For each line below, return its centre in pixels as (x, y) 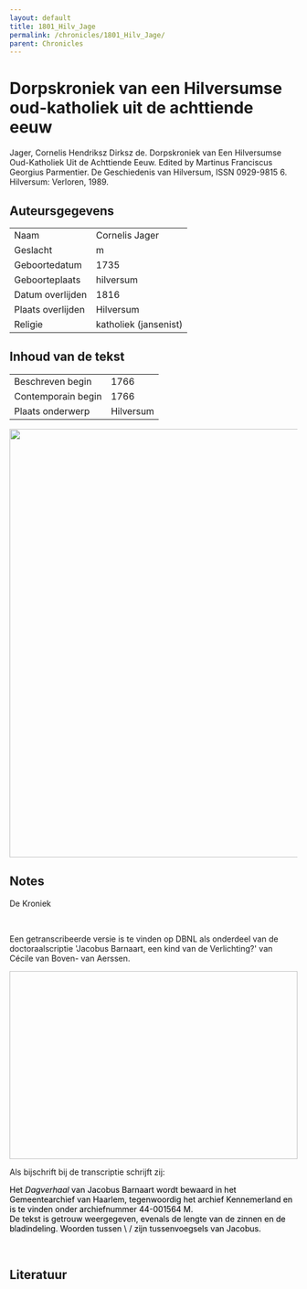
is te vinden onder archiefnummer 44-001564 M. (101, 1209)
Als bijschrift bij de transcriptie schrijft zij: (87, 1172)
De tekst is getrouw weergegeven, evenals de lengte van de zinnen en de (148, 1219)
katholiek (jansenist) (139, 324)
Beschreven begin (53, 381)
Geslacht (33, 250)
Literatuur (38, 1275)
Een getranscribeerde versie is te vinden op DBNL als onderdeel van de (144, 939)
